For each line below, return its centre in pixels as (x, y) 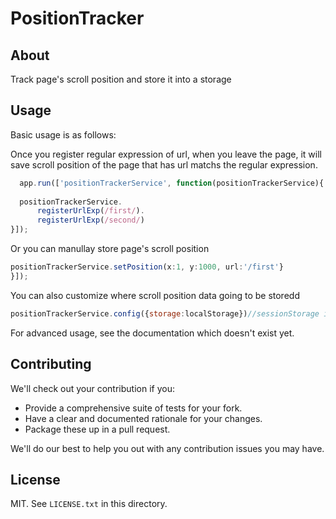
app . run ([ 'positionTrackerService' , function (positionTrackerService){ (172, 183)
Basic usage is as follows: (63, 134)
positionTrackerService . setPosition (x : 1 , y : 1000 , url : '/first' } (147, 267)
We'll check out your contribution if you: (92, 388)
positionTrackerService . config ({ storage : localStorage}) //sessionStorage (165, 313)
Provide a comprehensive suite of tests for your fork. (133, 408)
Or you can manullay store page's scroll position (110, 249)
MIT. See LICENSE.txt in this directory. (89, 504)
